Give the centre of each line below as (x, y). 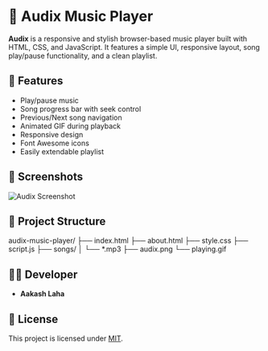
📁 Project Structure (57, 221)
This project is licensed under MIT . (66, 338)
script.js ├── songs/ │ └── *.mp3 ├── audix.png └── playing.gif (118, 249)
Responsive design (52, 134)
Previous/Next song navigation (71, 117)
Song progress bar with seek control (80, 108)
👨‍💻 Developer (43, 274)
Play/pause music (49, 100)
